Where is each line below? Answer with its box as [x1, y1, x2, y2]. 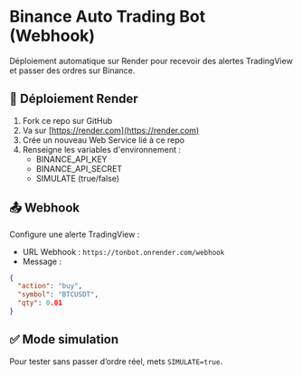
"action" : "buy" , [17, 282, 83, 291]
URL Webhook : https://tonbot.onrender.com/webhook [22, 246, 225, 257]
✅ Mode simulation [9, 332, 119, 347]
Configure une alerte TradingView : [9, 229, 140, 240]
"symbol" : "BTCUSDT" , [17, 290, 99, 299]
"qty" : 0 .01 [17, 298, 63, 308]
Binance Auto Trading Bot [9, 6, 206, 27]
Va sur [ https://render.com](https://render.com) [22, 125, 200, 136]
